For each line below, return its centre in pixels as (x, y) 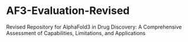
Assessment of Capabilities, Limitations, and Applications (76, 33)
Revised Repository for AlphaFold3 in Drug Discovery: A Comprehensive (94, 27)
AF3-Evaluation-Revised (68, 11)
